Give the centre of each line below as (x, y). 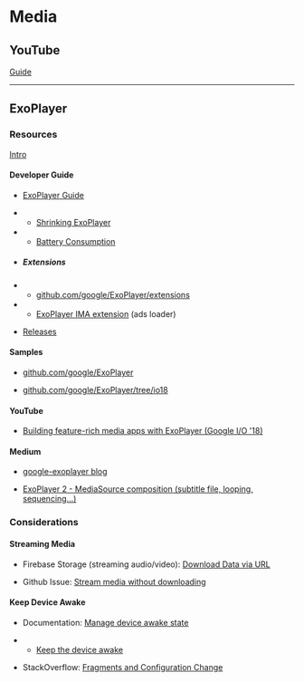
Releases (39, 331)
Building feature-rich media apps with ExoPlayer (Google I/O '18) (142, 431)
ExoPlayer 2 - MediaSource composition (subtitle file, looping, (138, 489)
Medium (25, 451)
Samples (26, 352)
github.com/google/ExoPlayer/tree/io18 (95, 390)
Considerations (44, 523)
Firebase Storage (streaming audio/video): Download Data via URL (147, 564)
